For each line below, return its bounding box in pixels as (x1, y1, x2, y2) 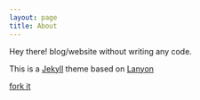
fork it (9, 80, 31, 91)
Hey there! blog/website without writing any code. (9, 46, 193, 56)
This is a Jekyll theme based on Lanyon (9, 63, 154, 74)
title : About (9, 21, 58, 30)
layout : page (9, 12, 58, 22)
